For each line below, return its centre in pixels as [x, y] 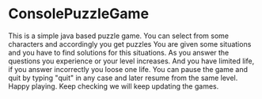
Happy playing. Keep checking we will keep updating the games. [114, 86]
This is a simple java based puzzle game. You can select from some [119, 36]
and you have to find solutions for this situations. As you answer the [119, 52]
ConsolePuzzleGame [78, 14]
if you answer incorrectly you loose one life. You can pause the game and [128, 69]
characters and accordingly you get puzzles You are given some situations [130, 44]
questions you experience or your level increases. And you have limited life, [131, 61]
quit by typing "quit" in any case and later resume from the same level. [123, 78]
